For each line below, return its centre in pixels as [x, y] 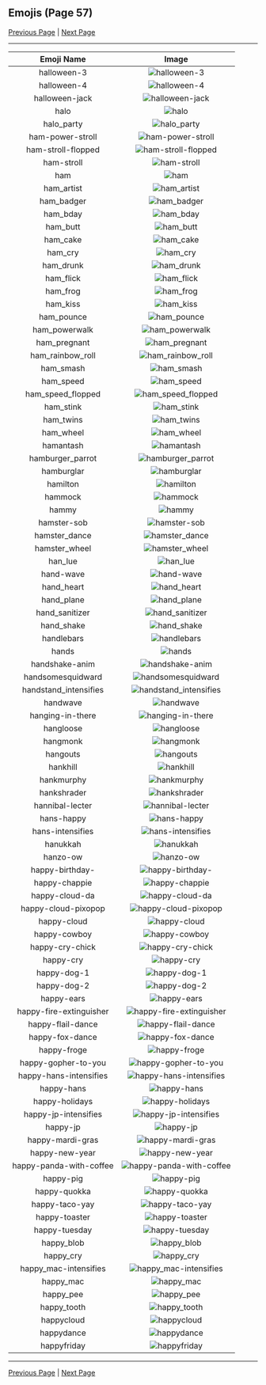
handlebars [63, 638]
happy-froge [63, 1049]
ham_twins [63, 419]
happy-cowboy [63, 934]
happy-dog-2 [63, 985]
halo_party [63, 123]
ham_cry [63, 252]
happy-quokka [63, 1191]
